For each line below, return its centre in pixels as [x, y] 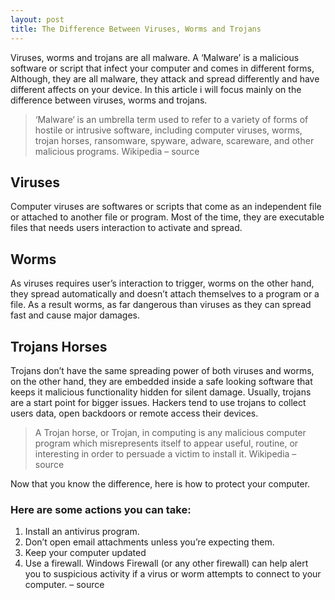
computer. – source [64, 585]
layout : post [37, 19]
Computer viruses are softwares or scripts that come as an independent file [166, 207]
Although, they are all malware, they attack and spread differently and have [165, 78]
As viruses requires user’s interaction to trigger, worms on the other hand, [162, 283]
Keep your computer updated [85, 553]
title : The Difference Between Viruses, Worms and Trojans [136, 29]
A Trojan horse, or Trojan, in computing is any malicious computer [170, 432]
